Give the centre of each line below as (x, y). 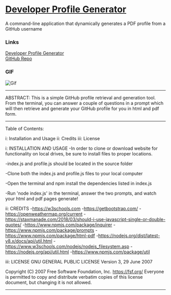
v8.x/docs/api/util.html (29, 241)
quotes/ (13, 225)
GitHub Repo (19, 59)
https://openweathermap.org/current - (46, 214)
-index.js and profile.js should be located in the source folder (69, 164)
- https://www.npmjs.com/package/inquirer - (69, 225)
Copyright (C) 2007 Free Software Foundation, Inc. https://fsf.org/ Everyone (85, 272)
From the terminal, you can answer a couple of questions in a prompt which (84, 103)
